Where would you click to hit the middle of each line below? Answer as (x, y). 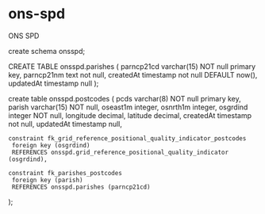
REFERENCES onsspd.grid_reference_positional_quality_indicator (120, 152)
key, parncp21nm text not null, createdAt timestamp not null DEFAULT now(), (133, 75)
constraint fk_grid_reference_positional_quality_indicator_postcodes (127, 138)
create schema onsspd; (47, 51)
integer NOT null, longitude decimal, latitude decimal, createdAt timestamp (130, 115)
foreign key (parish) (47, 180)
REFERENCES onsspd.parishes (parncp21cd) (81, 187)
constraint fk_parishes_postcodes (65, 173)
